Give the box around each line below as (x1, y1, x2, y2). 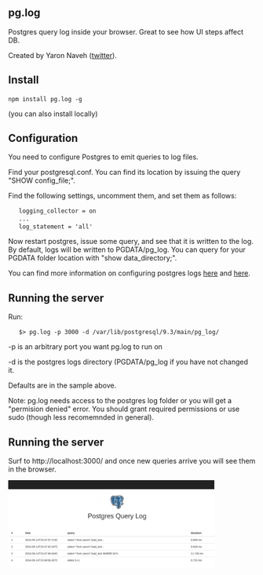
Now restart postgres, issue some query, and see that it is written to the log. (8, 237, 254, 246)
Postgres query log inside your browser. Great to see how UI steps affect (8, 27, 243, 36)
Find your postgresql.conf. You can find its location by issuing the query (8, 168, 241, 177)
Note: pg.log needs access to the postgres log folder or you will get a (8, 396, 232, 406)
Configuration (8, 132, 79, 145)
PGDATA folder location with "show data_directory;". (8, 253, 177, 263)
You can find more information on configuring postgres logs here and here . (8, 268, 251, 278)
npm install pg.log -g (8, 95, 82, 103)
